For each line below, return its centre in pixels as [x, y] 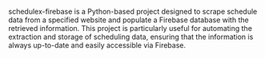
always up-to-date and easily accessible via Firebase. [97, 45]
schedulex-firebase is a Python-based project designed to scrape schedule [133, 12]
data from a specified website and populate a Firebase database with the [129, 20]
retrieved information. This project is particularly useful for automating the [130, 28]
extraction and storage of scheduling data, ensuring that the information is [131, 37]
